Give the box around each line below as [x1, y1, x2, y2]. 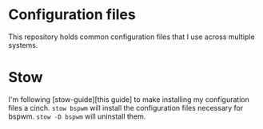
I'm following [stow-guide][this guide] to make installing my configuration [8, 94, 249, 104]
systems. [8, 40, 38, 49]
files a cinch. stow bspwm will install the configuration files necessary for [8, 103, 244, 112]
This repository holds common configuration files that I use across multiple [8, 32, 255, 41]
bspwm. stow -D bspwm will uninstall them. [8, 111, 146, 121]
